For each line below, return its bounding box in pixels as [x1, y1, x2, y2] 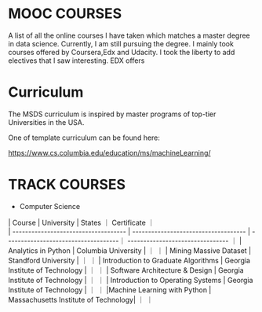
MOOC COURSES [8, 5, 122, 23]
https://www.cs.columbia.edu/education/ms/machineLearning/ [8, 148, 211, 157]
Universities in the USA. [8, 117, 85, 127]
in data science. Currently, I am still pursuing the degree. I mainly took [8, 39, 234, 48]
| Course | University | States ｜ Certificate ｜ [8, 218, 155, 227]
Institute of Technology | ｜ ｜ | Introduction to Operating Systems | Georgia [8, 275, 253, 284]
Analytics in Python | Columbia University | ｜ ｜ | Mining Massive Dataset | [8, 245, 252, 255]
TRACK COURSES [8, 176, 126, 193]
